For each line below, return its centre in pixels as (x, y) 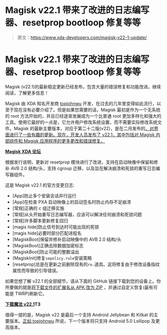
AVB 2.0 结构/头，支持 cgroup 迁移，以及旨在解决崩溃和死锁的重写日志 (83, 168)
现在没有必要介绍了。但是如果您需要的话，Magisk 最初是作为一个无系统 (87, 110)
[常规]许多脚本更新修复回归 (40, 220)
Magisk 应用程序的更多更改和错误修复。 (64, 141)
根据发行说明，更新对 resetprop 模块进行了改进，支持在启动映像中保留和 (80, 162)
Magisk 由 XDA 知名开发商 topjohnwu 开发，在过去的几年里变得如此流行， (81, 103)
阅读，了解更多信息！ (27, 93)
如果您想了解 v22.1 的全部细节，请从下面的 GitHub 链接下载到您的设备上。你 (83, 281)
